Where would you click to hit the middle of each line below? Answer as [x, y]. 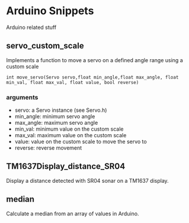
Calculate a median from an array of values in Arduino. [73, 214]
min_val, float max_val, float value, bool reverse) [73, 82]
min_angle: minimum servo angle [55, 117]
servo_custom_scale [45, 46]
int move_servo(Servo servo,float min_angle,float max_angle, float [92, 77]
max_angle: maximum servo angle [56, 123]
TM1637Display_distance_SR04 [66, 167]
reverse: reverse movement [48, 148]
